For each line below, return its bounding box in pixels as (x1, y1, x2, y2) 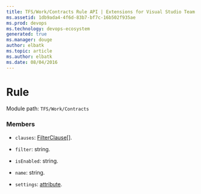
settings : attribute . (14, 180, 63, 187)
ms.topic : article (6, 48, 52, 54)
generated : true (6, 31, 47, 37)
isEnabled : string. (14, 157, 58, 164)
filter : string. (14, 145, 51, 152)
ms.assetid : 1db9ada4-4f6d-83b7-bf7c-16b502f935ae (6, 14, 136, 20)
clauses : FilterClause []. (14, 134, 72, 141)
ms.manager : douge (6, 37, 52, 43)
